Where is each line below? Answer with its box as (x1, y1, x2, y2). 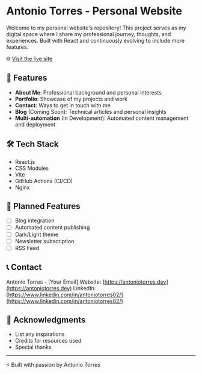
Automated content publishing (14, 224, 90, 231)
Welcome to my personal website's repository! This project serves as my (6, 24, 186, 31)
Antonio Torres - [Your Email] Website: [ (6, 278, 105, 285)
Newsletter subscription (14, 237, 75, 245)
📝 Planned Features (6, 201, 81, 211)
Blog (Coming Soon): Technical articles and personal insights (14, 108, 167, 115)
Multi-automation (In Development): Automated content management (14, 114, 189, 122)
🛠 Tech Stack (6, 139, 59, 149)
